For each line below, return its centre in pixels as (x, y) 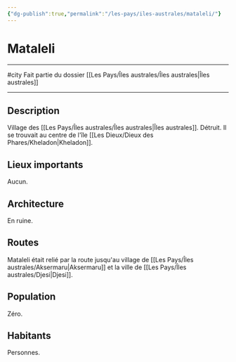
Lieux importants (45, 165)
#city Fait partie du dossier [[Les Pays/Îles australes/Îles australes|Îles (109, 75)
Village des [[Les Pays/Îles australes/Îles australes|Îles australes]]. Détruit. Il (117, 128)
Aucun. (18, 182)
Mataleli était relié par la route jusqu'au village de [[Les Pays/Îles (100, 259)
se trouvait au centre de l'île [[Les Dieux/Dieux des (80, 135)
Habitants (29, 336)
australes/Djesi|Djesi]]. (40, 274)
